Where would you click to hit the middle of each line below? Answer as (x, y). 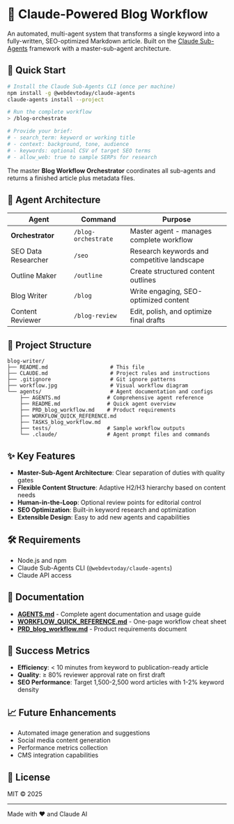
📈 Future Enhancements (62, 713)
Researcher (30, 260)
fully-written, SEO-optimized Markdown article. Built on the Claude (103, 41)
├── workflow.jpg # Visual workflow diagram (98, 386)
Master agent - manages (171, 231)
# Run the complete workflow (49, 112)
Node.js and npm (42, 560)
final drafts (148, 321)
